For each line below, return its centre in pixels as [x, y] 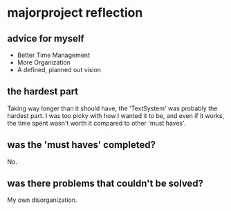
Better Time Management [53, 55]
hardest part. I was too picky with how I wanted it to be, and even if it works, [116, 115]
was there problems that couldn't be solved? [105, 184]
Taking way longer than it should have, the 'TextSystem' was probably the [112, 108]
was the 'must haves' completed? [81, 145]
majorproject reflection [75, 13]
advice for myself [46, 39]
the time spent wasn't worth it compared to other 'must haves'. [96, 123]
